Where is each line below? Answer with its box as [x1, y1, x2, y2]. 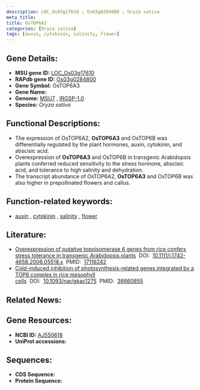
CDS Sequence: [14, 371, 56, 378]
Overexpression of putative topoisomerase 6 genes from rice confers [14, 245, 186, 253]
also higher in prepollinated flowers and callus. [14, 179, 131, 186]
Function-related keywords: [6, 196, 113, 207]
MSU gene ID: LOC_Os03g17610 [14, 69, 95, 76]
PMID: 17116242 [65, 259, 107, 266]
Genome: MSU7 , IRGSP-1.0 [14, 94, 84, 102]
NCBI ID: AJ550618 [14, 331, 63, 338]
